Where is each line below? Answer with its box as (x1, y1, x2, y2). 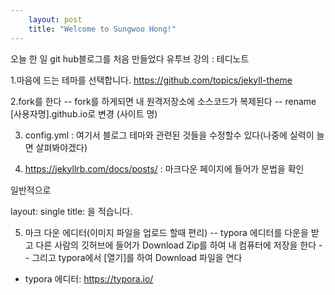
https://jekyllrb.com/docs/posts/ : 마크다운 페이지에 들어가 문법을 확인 (24, 162, 305, 175)
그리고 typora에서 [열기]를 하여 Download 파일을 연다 (31, 251, 243, 263)
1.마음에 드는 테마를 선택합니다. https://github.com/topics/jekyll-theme (10, 74, 293, 86)
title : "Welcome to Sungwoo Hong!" (28, 24, 177, 34)
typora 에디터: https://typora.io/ (24, 272, 154, 285)
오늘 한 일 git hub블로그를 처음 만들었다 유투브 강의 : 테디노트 (10, 52, 250, 65)
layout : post (28, 14, 83, 25)
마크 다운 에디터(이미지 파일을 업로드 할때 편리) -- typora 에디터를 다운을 (24, 226, 309, 238)
